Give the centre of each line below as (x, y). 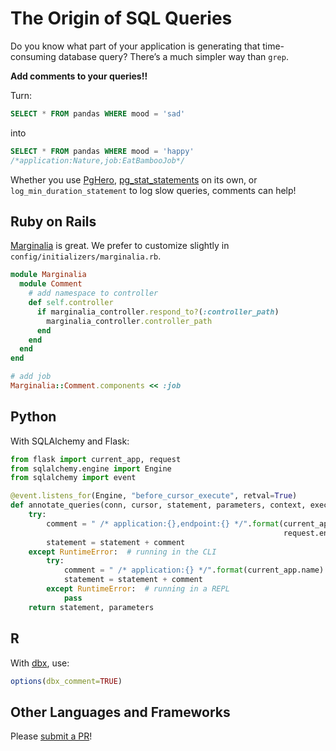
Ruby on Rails (53, 221)
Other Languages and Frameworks (120, 712)
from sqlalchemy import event (73, 478)
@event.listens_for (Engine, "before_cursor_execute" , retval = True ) (154, 496)
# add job (31, 377)
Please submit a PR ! (51, 736)
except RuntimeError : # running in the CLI (122, 552)
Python (33, 417)
